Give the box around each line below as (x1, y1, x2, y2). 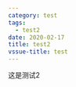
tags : (8, 19, 26, 27)
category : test (8, 11, 58, 20)
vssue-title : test (8, 48, 68, 56)
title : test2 (8, 41, 51, 49)
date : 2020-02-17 (8, 33, 65, 42)
